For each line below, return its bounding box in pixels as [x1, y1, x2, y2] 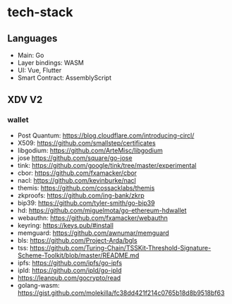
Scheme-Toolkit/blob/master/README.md [17, 251, 140, 260]
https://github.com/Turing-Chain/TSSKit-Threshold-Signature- [30, 243, 212, 252]
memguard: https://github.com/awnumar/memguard [17, 229, 169, 237]
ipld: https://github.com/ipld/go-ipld [17, 266, 122, 274]
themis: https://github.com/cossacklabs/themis [17, 183, 155, 192]
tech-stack [7, 4, 73, 20]
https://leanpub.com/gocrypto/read [17, 273, 121, 282]
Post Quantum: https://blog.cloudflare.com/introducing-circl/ [17, 131, 195, 140]
